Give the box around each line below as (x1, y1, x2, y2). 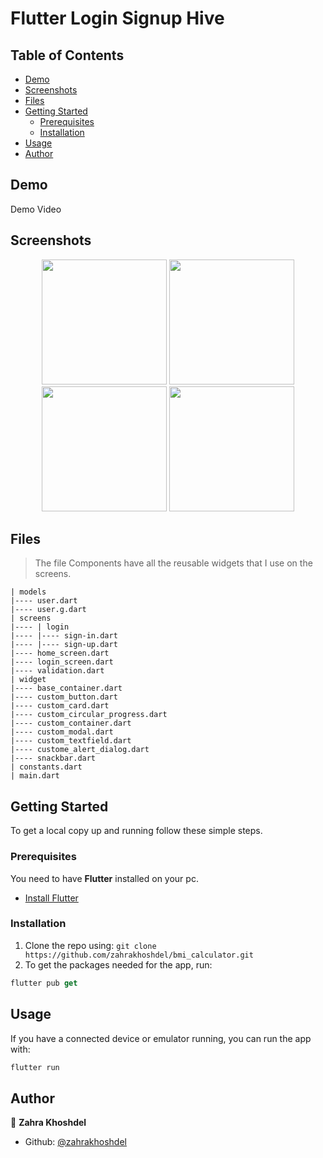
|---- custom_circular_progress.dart (10, 710, 168, 720)
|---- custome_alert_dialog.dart (10, 745, 150, 755)
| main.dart (10, 771, 60, 781)
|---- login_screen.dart (10, 657, 114, 667)
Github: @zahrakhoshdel (24, 1136, 127, 1148)
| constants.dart (10, 762, 83, 772)
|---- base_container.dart (10, 683, 123, 694)
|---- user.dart (10, 596, 78, 606)
